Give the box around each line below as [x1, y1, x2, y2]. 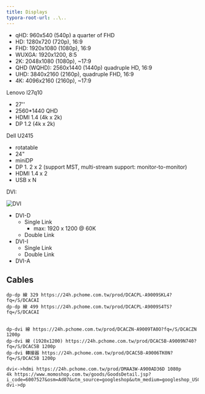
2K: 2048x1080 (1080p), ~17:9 [15, 57, 92, 65]
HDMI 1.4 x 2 [15, 169, 48, 177]
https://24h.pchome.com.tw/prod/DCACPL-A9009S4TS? [40, 304, 173, 310]
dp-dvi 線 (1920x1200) [6, 338, 63, 345]
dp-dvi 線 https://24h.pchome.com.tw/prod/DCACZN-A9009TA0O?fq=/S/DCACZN [6, 326, 197, 333]
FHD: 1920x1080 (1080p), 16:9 [15, 44, 92, 52]
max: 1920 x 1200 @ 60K [33, 224, 96, 232]
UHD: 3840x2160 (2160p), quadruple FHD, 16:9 [15, 70, 134, 78]
